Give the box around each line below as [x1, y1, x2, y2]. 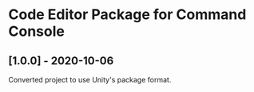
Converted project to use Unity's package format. [8, 75, 172, 84]
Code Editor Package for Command [8, 6, 247, 24]
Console [8, 22, 65, 40]
